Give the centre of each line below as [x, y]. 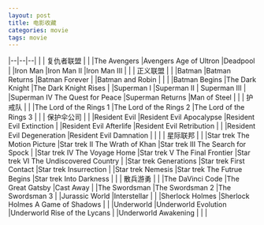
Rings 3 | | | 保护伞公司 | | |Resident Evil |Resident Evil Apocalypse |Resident [131, 117]
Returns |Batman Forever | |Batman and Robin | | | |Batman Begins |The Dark [132, 80]
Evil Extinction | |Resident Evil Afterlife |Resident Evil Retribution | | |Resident [132, 126]
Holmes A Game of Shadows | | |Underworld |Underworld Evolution [117, 204]
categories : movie [38, 30]
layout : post [30, 15]
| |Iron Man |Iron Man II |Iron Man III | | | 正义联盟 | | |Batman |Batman [119, 71]
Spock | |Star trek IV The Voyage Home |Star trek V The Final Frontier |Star [129, 153]
